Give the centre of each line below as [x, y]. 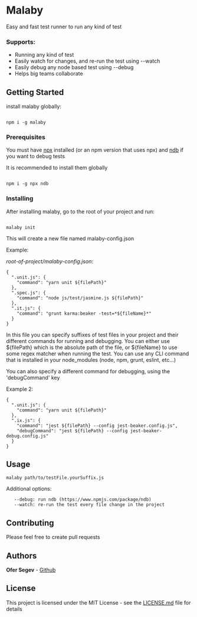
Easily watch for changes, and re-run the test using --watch [87, 61]
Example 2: [20, 389]
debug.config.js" [27, 436]
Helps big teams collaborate [49, 74]
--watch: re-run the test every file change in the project [89, 505]
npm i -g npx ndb [27, 184]
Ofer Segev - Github [31, 570]
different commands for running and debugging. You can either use [88, 341]
